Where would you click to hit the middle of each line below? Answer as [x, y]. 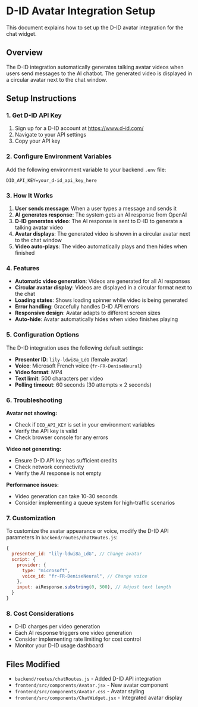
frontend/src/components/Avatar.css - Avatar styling [79, 691]
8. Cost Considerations [40, 613]
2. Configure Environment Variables [59, 156]
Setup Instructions [41, 99]
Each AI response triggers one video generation [73, 633]
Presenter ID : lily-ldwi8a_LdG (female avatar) [71, 359]
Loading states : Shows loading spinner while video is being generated [101, 300]
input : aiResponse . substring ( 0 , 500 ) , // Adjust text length [94, 587]
